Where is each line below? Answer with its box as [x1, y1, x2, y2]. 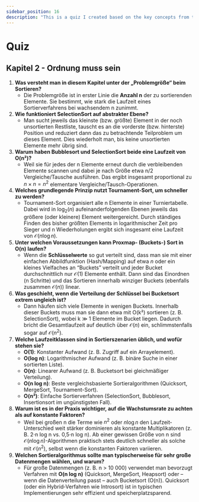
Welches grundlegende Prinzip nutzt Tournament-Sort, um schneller [14, 187, 188, 194]
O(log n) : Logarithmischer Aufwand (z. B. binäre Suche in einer [23, 355, 178, 362]
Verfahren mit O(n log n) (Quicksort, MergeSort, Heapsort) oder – [23, 470, 184, 477]
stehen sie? [14, 342, 44, 349]
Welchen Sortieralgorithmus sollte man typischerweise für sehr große [14, 451, 191, 459]
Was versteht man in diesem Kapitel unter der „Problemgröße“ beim [14, 79, 186, 86]
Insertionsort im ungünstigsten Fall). [23, 398, 112, 406]
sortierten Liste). [23, 361, 64, 368]
